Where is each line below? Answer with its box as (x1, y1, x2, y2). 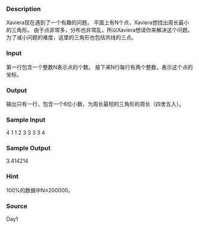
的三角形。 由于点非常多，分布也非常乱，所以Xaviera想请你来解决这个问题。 (6, 26, 193, 34)
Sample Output (6, 144, 51, 152)
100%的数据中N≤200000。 (6, 186, 73, 193)
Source (6, 202, 28, 210)
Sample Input (6, 115, 46, 124)
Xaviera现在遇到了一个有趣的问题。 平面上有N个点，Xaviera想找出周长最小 (6, 19, 189, 26)
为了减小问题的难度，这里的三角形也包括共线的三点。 (6, 34, 137, 41)
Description (6, 5, 41, 13)
